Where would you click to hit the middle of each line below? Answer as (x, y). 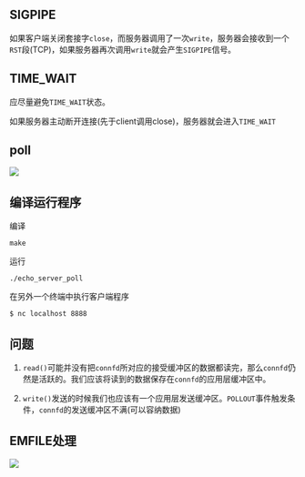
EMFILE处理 (43, 441)
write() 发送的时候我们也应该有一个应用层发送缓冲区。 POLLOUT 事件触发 (155, 399)
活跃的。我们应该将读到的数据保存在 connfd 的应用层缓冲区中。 (155, 379)
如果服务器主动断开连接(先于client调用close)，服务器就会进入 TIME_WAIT (142, 121)
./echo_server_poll (46, 279)
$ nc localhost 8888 (49, 314)
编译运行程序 (46, 203)
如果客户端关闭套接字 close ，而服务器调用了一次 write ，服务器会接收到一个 (149, 38)
